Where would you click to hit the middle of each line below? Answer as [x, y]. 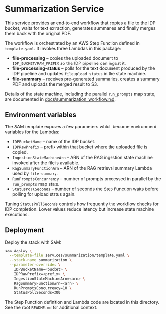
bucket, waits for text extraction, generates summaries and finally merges [80, 28]
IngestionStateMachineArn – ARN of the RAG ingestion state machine [82, 157]
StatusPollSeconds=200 [37, 293]
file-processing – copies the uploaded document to [65, 58]
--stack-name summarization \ [41, 260]
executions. [17, 214]
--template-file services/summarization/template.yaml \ [70, 256]
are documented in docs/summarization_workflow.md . [61, 99]
